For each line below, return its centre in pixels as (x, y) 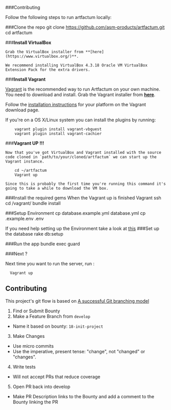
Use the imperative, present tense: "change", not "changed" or (79, 351)
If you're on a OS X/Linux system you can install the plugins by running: (81, 120)
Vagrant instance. (25, 162)
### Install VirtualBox (28, 42)
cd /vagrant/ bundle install (33, 203)
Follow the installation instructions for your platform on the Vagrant (76, 105)
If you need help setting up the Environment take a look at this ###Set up (82, 229)
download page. (23, 110)
